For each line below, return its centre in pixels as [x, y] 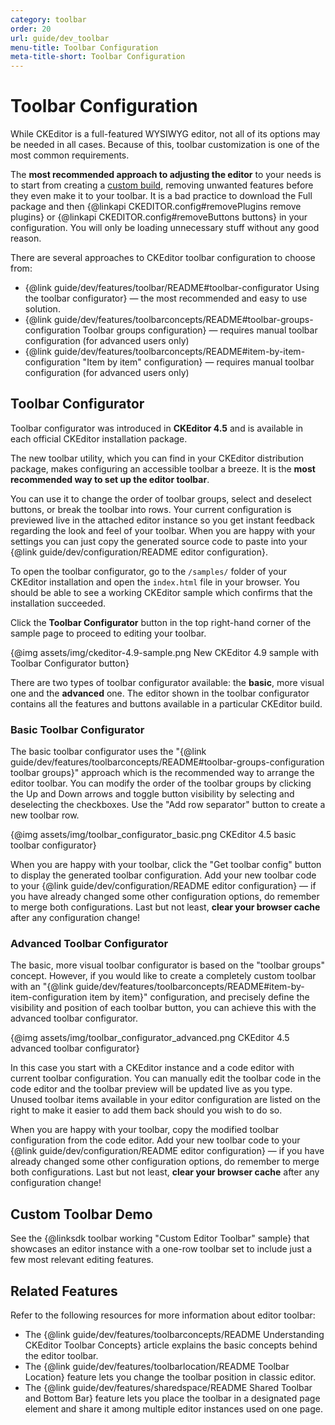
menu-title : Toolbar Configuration [84, 47]
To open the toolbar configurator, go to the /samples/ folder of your [148, 571]
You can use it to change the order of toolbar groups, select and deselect [161, 498]
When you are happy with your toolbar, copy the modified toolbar [144, 1130]
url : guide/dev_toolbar [60, 38]
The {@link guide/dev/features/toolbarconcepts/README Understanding [174, 1335]
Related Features [64, 1291]
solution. [42, 309]
